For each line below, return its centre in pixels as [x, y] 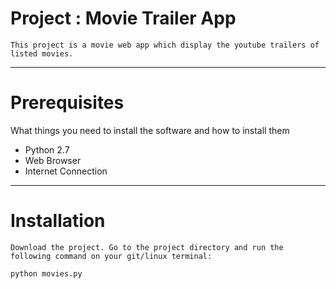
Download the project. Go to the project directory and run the [147, 247]
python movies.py [46, 273]
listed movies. [42, 53]
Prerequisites [67, 103]
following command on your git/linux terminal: [111, 256]
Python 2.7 [47, 149]
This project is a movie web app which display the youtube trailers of [165, 45]
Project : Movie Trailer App [123, 18]
